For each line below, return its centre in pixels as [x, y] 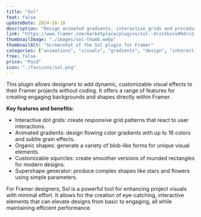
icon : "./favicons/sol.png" [41, 67]
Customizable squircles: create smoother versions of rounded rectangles [105, 158]
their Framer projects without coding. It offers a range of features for [91, 91]
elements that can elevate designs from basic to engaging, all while [89, 201]
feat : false [21, 17]
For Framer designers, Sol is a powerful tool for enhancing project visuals [97, 189]
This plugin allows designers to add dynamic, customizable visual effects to [99, 84]
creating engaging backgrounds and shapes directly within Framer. [89, 97]
